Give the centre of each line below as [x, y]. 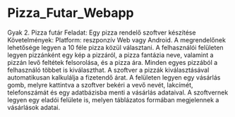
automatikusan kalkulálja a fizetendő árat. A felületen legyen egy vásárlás [114, 77]
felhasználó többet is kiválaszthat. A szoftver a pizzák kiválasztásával [108, 70]
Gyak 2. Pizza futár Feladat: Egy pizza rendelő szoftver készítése [102, 32]
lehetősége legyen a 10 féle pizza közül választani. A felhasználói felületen [115, 47]
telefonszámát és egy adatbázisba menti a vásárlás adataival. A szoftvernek [118, 92]
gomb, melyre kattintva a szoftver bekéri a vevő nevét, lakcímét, [100, 85]
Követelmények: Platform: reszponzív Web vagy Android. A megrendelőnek [116, 39]
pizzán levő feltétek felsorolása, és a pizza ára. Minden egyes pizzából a [113, 62]
